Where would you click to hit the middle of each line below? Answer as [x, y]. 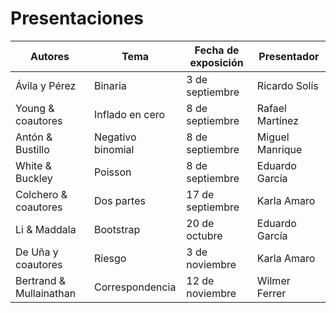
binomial [114, 149]
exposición [216, 62]
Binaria [110, 85]
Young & [35, 108]
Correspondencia [135, 287]
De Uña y [37, 252]
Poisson [112, 172]
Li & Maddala [46, 229]
